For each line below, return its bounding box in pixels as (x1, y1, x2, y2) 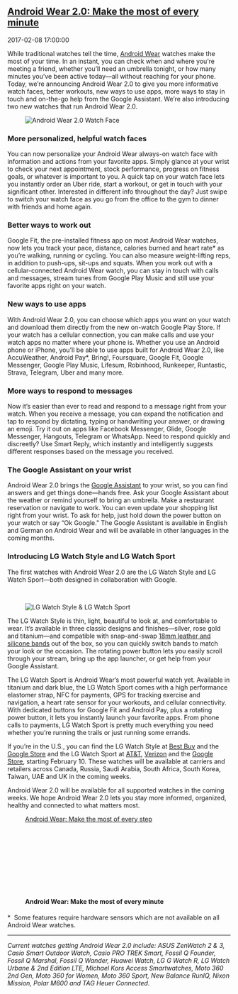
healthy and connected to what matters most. (7, 801, 140, 810)
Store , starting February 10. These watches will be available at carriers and (7, 757, 225, 766)
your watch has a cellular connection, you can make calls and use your (7, 330, 215, 339)
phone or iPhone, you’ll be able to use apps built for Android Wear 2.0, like (7, 346, 225, 354)
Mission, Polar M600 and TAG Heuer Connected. (7, 978, 150, 987)
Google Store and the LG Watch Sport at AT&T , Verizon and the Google (7, 749, 214, 758)
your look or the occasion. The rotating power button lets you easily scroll (7, 646, 222, 655)
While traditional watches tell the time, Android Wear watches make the (7, 49, 216, 57)
